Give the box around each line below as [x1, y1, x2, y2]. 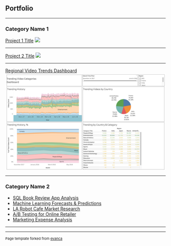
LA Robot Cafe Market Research [12, 206, 80, 212]
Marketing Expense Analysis [12, 216, 72, 222]
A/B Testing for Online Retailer [12, 211, 76, 217]
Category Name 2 [5, 183, 50, 190]
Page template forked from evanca [5, 236, 63, 241]
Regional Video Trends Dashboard [5, 68, 77, 74]
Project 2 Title [5, 53, 35, 59]
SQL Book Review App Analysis [12, 194, 79, 201]
